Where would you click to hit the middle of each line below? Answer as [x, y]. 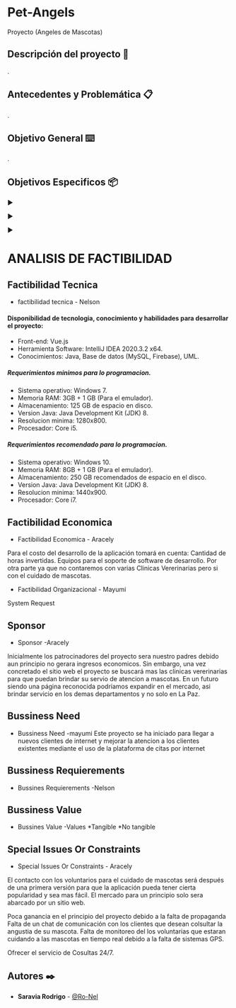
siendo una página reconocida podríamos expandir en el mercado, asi [109, 686]
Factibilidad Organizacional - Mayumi [72, 590]
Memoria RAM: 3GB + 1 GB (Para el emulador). [85, 398]
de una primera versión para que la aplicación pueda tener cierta [102, 887]
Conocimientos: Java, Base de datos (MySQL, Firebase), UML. [108, 357]
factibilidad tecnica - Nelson [59, 302]
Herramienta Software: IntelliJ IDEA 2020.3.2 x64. [90, 349]
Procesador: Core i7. [47, 500]
